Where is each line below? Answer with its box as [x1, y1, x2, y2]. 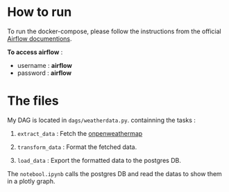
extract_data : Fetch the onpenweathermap [17, 129, 143, 137]
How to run [7, 4, 72, 20]
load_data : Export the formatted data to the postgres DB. [17, 156, 182, 164]
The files [7, 93, 59, 109]
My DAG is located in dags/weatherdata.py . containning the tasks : [7, 116, 196, 124]
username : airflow [17, 61, 73, 69]
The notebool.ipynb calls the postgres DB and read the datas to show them [7, 169, 222, 177]
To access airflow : [7, 48, 63, 56]
